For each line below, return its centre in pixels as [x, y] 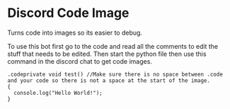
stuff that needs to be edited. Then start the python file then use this [107, 54]
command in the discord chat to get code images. [80, 61]
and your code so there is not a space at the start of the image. [109, 80]
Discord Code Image [68, 13]
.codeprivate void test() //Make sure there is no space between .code [115, 74]
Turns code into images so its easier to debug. [75, 33]
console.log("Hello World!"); [58, 93]
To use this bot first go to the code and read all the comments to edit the [113, 46]
